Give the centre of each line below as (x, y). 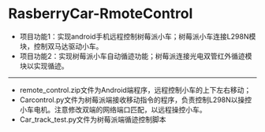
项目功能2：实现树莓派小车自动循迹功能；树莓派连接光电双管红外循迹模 (136, 56)
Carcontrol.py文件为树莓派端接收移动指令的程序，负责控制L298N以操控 (136, 100)
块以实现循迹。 (44, 66)
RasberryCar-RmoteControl (101, 14)
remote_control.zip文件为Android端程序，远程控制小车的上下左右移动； (135, 90)
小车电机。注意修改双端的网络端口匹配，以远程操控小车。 (113, 109)
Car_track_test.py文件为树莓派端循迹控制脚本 (93, 119)
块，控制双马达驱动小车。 (61, 46)
